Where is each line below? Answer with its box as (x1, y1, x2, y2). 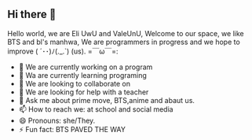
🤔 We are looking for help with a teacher (18, 87, 149, 97)
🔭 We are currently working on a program (18, 62, 153, 72)
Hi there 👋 (7, 8, 57, 21)
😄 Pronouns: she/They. (18, 116, 96, 125)
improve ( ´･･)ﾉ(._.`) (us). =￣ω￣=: (7, 46, 119, 56)
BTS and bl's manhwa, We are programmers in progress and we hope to (7, 37, 240, 46)
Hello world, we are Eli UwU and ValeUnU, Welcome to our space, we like (7, 28, 244, 38)
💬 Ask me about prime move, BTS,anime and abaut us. (18, 95, 195, 105)
